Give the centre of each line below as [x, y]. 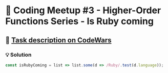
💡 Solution [18, 55]
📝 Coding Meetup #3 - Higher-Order [83, 10]
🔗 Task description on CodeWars [58, 40]
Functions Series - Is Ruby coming [79, 21]
